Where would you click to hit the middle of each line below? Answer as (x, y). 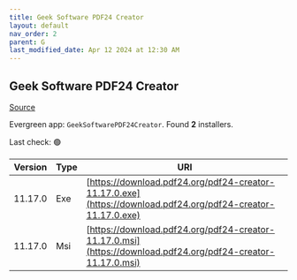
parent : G (27, 42)
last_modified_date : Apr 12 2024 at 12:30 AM (94, 50)
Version (30, 167)
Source (22, 107)
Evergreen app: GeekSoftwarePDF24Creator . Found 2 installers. (122, 124)
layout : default (39, 26)
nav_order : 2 (33, 34)
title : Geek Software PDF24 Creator (76, 17)
